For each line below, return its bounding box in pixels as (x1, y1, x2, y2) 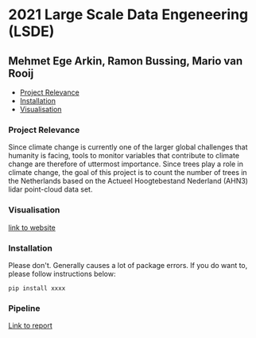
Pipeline (8, 302, 41, 313)
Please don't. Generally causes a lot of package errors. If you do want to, (8, 260, 248, 270)
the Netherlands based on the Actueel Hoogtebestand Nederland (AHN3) (8, 177, 249, 186)
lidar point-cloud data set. (8, 185, 93, 194)
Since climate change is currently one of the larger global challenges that (8, 142, 248, 152)
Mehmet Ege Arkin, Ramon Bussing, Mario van (8, 54, 243, 68)
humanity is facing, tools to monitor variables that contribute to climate (8, 151, 240, 161)
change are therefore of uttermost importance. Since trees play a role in (8, 159, 244, 169)
